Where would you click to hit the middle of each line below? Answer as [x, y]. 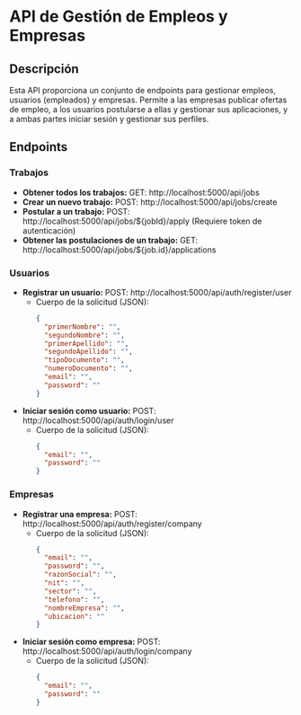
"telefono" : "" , [74, 599]
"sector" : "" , [70, 591]
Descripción [44, 69]
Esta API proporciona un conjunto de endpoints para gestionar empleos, [143, 90]
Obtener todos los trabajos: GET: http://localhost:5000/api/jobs [141, 192]
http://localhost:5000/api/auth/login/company [107, 651]
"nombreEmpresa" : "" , [84, 608]
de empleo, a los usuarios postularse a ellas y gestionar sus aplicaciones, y [149, 109]
